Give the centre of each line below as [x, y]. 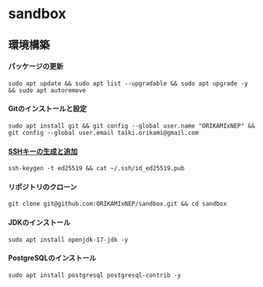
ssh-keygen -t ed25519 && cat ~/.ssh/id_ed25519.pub [96, 169]
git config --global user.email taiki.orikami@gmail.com [104, 132]
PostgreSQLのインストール [52, 258]
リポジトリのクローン [43, 187]
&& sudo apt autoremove [47, 90]
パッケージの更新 [36, 66]
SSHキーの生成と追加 [43, 151]
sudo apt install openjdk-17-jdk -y [68, 240]
